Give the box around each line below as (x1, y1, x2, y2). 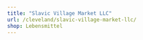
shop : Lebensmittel (7, 22, 63, 29)
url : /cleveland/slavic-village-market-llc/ (7, 16, 137, 23)
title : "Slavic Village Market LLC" (7, 9, 112, 17)
